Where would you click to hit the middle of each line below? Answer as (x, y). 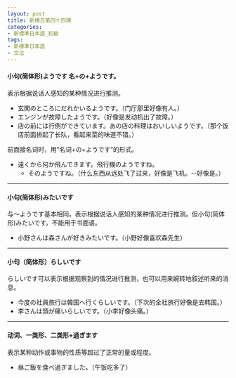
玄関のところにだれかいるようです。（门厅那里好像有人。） (100, 108)
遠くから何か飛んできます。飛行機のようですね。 (88, 164)
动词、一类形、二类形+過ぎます (53, 335)
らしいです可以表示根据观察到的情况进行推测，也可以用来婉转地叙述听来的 (115, 279)
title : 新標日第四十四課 (39, 20)
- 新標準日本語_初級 (33, 33)
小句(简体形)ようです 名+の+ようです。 (64, 76)
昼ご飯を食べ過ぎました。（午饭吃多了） (74, 367)
